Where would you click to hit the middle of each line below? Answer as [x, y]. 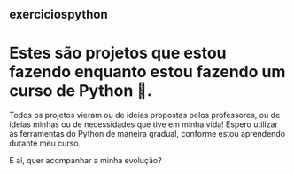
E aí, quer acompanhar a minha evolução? [85, 161]
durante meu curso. [45, 143]
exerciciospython [58, 15]
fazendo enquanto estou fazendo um [147, 71]
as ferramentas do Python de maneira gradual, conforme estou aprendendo [147, 134]
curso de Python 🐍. [81, 90]
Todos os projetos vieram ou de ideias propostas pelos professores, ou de [145, 115]
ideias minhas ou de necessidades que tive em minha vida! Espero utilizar [144, 124]
